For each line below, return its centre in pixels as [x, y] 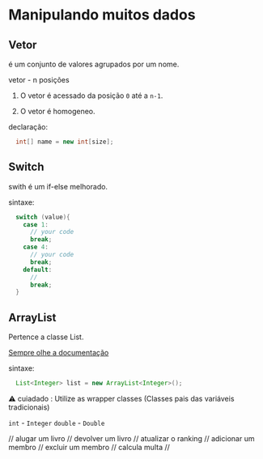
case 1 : [36, 224]
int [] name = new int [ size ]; [65, 142]
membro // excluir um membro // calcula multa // [89, 447]
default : [38, 270]
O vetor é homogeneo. [57, 111]
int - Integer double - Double [57, 423]
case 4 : [36, 247]
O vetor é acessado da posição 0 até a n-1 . [91, 96]
